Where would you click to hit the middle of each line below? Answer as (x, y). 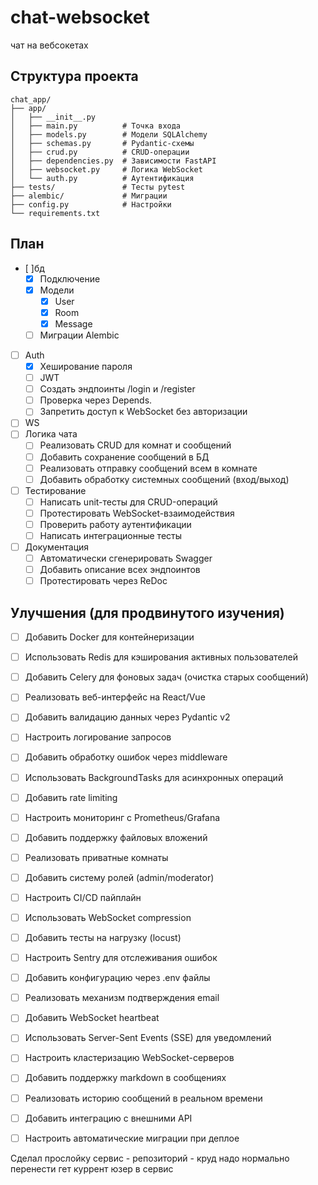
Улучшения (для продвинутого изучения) (147, 612)
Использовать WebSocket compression (108, 917)
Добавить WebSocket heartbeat (92, 1018)
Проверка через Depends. (96, 400)
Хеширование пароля (86, 366)
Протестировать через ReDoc (103, 581)
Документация (57, 547)
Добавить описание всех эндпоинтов (120, 570)
